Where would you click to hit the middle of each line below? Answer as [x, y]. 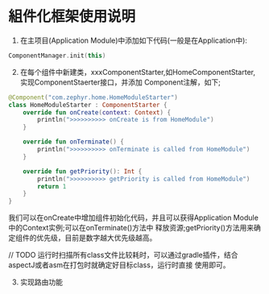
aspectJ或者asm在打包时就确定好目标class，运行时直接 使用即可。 [120, 265]
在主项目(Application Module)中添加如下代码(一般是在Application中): [134, 40]
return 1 [52, 186]
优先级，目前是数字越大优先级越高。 [96, 238]
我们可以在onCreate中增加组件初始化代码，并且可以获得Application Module [134, 217]
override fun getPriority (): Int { [83, 171]
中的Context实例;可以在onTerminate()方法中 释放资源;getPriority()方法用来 [131, 228]
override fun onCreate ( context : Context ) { [97, 112]
